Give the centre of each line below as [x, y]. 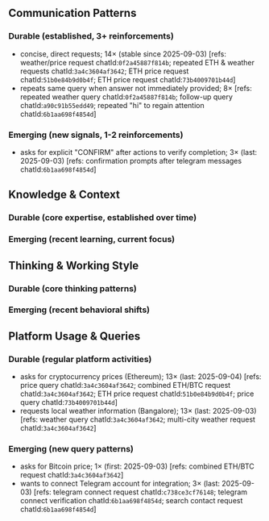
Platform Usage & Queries [74, 336]
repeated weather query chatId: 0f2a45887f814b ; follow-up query [126, 97]
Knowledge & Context [64, 195]
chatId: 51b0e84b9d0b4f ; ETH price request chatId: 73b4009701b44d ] [128, 79]
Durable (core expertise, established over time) [103, 218]
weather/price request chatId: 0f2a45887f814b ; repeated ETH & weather [137, 62]
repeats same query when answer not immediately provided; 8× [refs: [136, 88]
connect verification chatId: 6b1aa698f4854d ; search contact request [131, 501]
